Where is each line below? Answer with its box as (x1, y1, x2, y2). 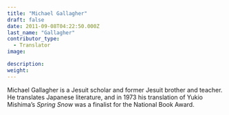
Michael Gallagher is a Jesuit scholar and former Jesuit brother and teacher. (7, 86, 223, 94)
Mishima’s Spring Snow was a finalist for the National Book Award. (7, 100, 195, 108)
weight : (7, 66, 30, 74)
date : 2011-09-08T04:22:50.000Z (7, 23, 100, 29)
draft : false (7, 16, 45, 23)
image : (7, 49, 26, 55)
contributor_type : (7, 36, 60, 42)
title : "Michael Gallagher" (7, 10, 88, 17)
